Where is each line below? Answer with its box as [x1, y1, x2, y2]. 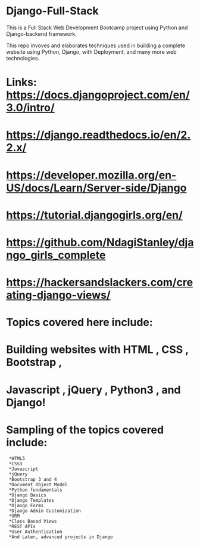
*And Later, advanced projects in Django [8, 533, 113, 540]
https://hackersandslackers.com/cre [6, 276, 193, 289]
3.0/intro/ [6, 101, 55, 115]
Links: [6, 76, 37, 89]
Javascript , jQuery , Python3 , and [6, 383, 181, 397]
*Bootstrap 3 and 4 [8, 476, 58, 482]
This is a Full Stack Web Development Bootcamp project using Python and [6, 24, 188, 31]
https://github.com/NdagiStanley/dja [6, 235, 194, 249]
